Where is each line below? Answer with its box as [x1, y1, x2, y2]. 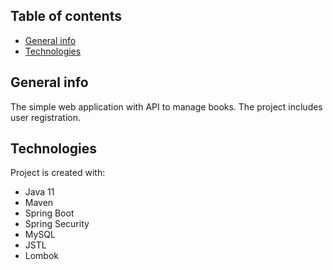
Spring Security [24, 218, 90, 230]
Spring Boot [24, 207, 75, 219]
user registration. [10, 111, 81, 123]
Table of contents [10, 8, 122, 25]
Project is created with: [10, 167, 106, 179]
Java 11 [24, 186, 55, 198]
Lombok [24, 250, 60, 262]
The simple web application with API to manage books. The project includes [10, 100, 323, 113]
